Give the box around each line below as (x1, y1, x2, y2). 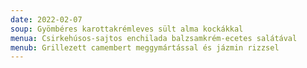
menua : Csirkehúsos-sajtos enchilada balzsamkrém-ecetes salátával (10, 33, 298, 43)
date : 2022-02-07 (10, 14, 83, 25)
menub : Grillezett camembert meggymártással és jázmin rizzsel (10, 42, 280, 53)
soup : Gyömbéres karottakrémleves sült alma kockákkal (10, 24, 244, 34)
